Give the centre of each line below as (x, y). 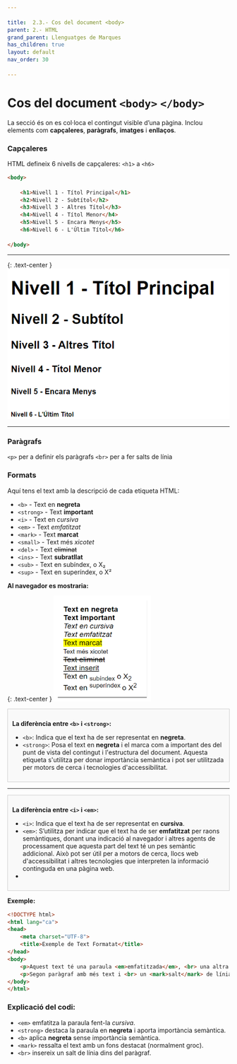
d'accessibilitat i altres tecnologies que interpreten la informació (116, 861)
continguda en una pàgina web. (68, 868)
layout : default (31, 52)
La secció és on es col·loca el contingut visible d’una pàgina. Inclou (105, 122)
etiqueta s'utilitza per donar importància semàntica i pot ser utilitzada (123, 759)
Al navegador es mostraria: (48, 585)
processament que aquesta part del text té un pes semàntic (109, 846)
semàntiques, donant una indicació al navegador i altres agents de (119, 838)
